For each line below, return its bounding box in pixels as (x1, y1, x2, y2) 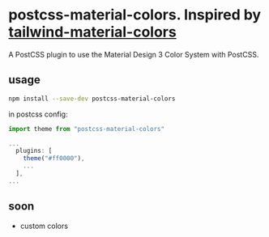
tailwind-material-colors (8, 23, 177, 41)
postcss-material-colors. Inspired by (8, 6, 262, 24)
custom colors (19, 221, 69, 231)
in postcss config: (8, 109, 68, 119)
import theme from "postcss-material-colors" (8, 125, 164, 133)
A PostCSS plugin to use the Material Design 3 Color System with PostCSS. (8, 49, 259, 59)
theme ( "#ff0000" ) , (23, 154, 85, 163)
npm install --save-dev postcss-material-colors (8, 95, 176, 103)
